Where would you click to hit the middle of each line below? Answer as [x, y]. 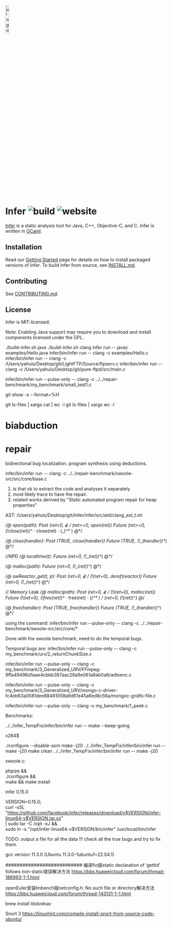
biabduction [32, 425]
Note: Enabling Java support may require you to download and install [78, 332]
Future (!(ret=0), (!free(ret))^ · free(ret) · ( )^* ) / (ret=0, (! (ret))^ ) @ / [75, 597]
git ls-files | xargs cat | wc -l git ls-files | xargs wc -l [60, 405]
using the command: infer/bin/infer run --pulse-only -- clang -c [72, 623]
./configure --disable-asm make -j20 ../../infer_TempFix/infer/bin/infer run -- [85, 746]
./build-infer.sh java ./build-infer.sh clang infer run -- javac [67, 348]
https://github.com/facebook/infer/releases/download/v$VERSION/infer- [84, 812]
